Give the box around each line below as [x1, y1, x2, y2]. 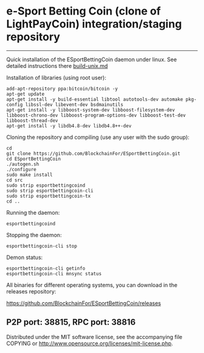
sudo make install [6, 172, 53, 178]
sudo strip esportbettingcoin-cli [6, 187, 94, 193]
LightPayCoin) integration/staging [6, 17, 182, 31]
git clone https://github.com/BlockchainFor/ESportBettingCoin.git [6, 150, 181, 156]
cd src [6, 177, 23, 183]
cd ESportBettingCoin [6, 156, 61, 162]
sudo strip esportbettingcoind [6, 182, 86, 189]
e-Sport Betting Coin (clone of [6, 4, 161, 18]
